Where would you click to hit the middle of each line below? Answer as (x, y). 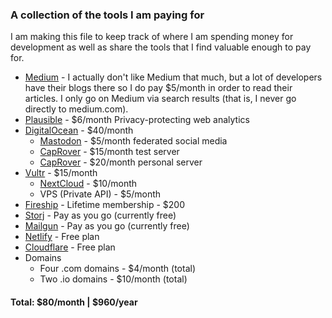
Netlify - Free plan (62, 237)
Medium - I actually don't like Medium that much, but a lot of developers (173, 77)
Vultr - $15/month (61, 173)
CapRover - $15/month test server (109, 152)
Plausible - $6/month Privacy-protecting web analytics (137, 120)
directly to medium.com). (76, 109)
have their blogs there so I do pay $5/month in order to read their (158, 88)
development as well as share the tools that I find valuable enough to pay (161, 47)
